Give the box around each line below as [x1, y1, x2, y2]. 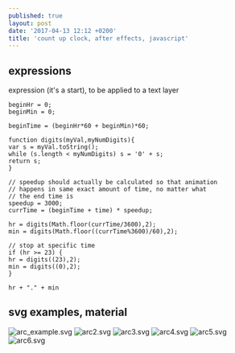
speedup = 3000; [8, 199, 63, 207]
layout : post [8, 19, 52, 27]
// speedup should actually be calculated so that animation [8, 179, 218, 187]
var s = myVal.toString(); [8, 143, 99, 151]
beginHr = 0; [8, 101, 52, 109]
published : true [8, 11, 63, 20]
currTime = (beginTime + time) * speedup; [8, 207, 153, 215]
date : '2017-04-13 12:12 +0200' [8, 27, 117, 35]
